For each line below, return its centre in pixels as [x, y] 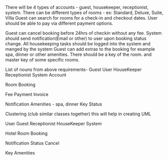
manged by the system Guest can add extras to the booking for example [80, 49]
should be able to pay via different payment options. [59, 23]
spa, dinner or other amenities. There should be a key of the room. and [78, 54]
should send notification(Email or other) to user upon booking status [76, 38]
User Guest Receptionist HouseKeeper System [54, 124]
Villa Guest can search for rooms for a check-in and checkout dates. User [81, 18]
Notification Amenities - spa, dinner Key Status [54, 104]
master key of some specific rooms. [42, 60]
